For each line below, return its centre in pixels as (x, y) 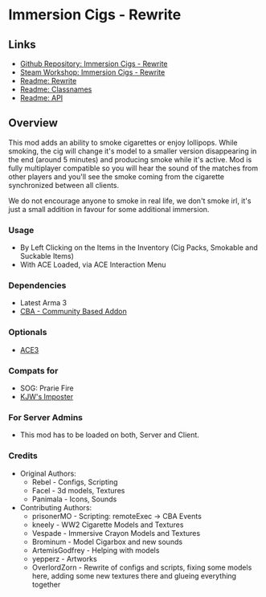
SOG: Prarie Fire (47, 388)
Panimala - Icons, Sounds (74, 499)
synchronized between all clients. (64, 185)
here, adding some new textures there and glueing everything (134, 575)
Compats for (33, 370)
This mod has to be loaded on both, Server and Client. (109, 435)
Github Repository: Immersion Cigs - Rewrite (94, 63)
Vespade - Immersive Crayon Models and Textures (116, 533)
